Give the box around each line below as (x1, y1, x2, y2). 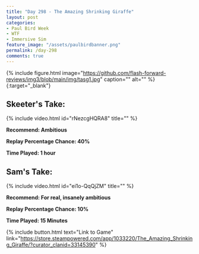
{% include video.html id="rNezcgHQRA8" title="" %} (6, 115, 138, 122)
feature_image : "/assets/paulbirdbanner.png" (6, 42, 121, 48)
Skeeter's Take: (6, 99, 65, 109)
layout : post (6, 14, 39, 20)
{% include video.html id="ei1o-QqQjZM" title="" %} (6, 183, 134, 190)
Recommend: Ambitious (6, 126, 67, 134)
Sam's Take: (6, 167, 53, 177)
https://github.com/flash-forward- (83, 69, 166, 76)
